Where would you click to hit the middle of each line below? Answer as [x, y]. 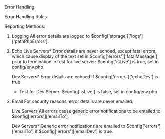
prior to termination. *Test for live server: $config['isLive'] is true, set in [85, 62]
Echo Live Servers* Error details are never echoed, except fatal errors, [84, 51]
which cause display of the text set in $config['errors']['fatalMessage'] [84, 56]
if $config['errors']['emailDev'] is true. [74, 131]
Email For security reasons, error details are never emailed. [72, 101]
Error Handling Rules [26, 17]
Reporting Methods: [25, 26]
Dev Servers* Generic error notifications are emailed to [69, 126]
